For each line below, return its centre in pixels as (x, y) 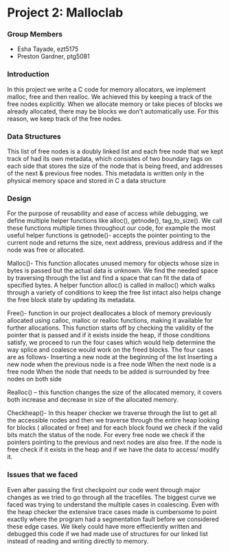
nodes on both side (34, 379)
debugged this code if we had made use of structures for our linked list (107, 533)
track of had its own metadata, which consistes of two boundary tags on (110, 159)
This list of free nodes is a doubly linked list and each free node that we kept (115, 151)
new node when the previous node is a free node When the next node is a (112, 364)
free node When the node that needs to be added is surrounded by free (108, 372)
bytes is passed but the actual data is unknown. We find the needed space (113, 270)
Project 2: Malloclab (65, 13)
